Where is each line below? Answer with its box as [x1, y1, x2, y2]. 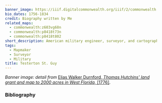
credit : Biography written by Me [5, 16, 72, 21]
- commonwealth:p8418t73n [9, 29, 62, 34]
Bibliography [5, 91, 36, 98]
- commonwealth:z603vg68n [9, 25, 62, 30]
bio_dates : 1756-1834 [5, 12, 49, 16]
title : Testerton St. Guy [5, 61, 57, 66]
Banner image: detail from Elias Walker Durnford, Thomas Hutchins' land [5, 74, 150, 80]
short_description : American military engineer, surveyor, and [5, 39, 135, 44]
